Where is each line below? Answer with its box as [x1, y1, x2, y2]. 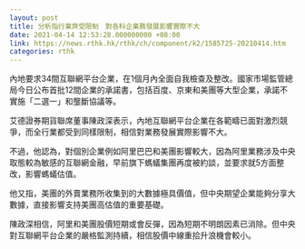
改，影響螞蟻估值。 [9, 169, 82, 180]
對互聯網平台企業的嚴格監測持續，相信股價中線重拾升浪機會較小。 [9, 230, 256, 241]
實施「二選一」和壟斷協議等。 [9, 96, 121, 107]
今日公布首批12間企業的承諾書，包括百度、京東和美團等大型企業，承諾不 [16, 85, 289, 95]
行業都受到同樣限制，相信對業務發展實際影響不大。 [40, 126, 232, 137]
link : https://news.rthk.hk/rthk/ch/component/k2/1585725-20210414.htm [9, 38, 286, 48]
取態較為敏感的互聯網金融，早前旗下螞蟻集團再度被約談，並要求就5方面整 [9, 157, 285, 168]
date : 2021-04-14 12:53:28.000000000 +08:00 [9, 30, 181, 39]
